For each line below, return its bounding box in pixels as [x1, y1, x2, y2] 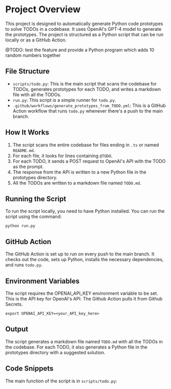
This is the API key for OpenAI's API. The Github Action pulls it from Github [5, 296, 163, 301]
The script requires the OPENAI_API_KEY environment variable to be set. [5, 290, 158, 296]
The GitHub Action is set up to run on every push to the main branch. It [5, 251, 155, 257]
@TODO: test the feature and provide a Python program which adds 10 [5, 47, 155, 53]
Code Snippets [5, 364, 54, 373]
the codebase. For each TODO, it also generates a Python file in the [5, 344, 147, 350]
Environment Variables [5, 276, 80, 285]
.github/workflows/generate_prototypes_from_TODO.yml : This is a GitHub [12, 102, 166, 109]
